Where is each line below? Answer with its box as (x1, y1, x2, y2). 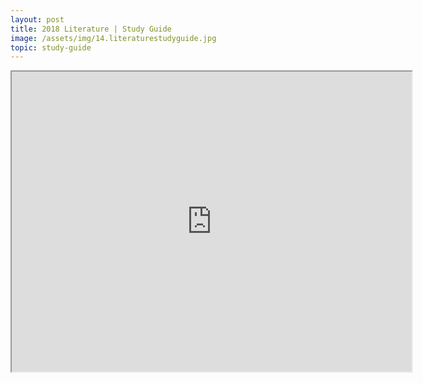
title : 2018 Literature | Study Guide (10, 24, 172, 34)
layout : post (10, 14, 65, 25)
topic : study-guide (10, 42, 92, 53)
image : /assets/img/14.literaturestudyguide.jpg (10, 33, 217, 43)
